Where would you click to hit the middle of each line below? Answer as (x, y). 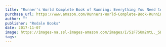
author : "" (16, 19)
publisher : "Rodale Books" (33, 23)
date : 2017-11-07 (23, 28)
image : (12, 32)
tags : (11, 37)
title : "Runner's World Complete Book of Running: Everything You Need (80, 10)
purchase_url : (20, 14)
